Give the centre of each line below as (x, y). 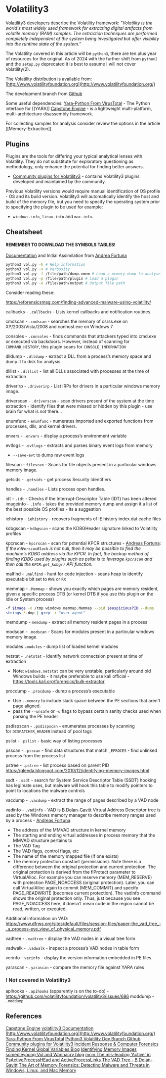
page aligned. (27, 706)
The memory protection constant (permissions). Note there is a (77, 862)
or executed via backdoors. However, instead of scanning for (68, 341)
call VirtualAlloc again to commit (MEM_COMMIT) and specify (76, 888)
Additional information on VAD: (37, 919)
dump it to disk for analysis (33, 361)
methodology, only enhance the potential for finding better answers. (75, 166)
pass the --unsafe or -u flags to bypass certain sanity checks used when (87, 711)
